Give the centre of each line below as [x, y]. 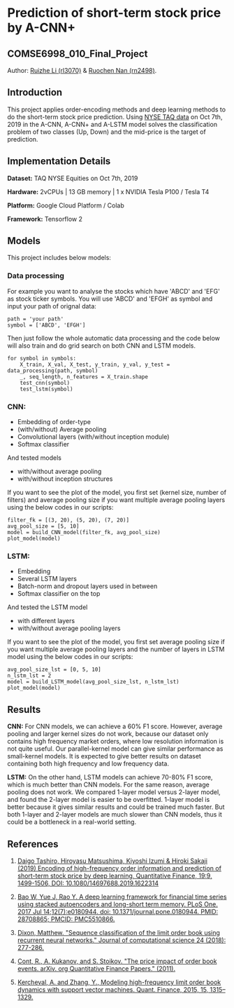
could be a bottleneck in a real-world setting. [72, 822]
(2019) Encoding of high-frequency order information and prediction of [119, 868]
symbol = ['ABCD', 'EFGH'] [46, 325]
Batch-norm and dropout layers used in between [87, 586]
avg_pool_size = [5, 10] [43, 526]
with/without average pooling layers [69, 628]
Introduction [35, 93]
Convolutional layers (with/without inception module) [93, 437]
